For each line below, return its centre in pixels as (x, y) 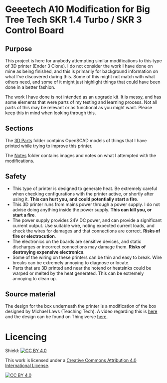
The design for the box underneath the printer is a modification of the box (81, 306)
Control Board (35, 30)
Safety (16, 176)
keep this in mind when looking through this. (51, 113)
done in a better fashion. (30, 87)
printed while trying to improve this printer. (49, 146)
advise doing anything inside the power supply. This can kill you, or (82, 209)
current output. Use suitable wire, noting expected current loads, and (83, 225)
